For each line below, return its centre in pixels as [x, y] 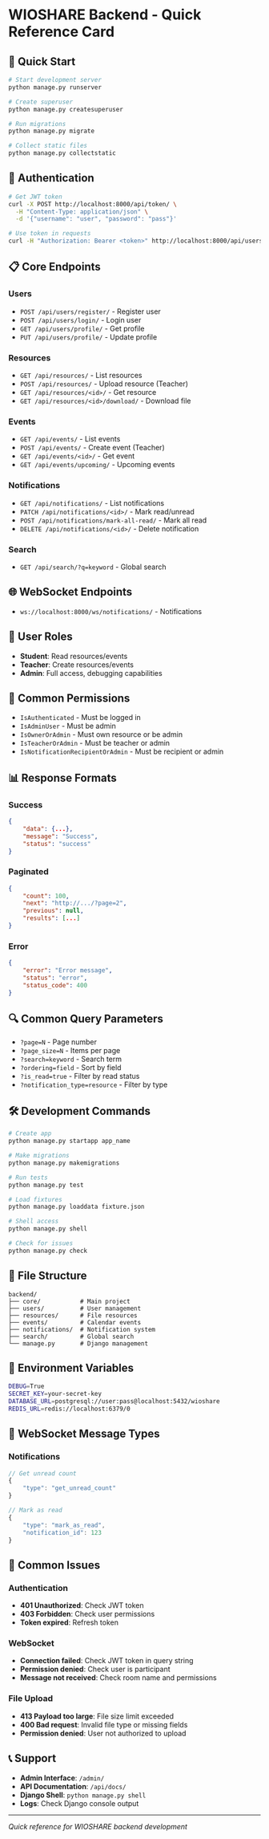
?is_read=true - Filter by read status [80, 1076]
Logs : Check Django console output [79, 1803]
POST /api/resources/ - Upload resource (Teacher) [104, 384]
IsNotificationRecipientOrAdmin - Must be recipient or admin [122, 751]
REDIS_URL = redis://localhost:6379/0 [69, 1409]
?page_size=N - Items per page [70, 1051]
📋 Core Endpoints [55, 267]
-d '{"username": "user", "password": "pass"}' [96, 219]
